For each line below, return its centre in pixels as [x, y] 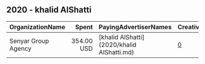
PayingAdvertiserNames [135, 27]
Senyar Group [29, 40]
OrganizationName [38, 27]
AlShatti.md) [116, 52]
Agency [20, 48]
